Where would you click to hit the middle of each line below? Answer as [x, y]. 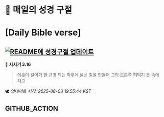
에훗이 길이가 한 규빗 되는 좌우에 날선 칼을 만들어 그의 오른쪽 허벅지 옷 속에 [88, 75]
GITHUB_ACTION [32, 108]
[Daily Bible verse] [43, 33]
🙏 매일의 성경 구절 [39, 10]
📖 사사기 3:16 [18, 64]
